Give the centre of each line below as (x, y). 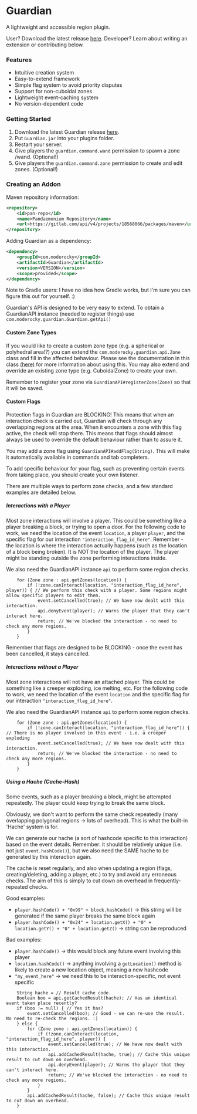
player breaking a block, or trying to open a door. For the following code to (96, 527)
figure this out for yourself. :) (40, 296)
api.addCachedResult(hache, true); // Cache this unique (119, 1054)
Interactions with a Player (38, 506)
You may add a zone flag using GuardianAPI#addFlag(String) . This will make (98, 451)
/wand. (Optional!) (36, 157)
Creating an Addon (33, 184)
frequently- (167, 881)
